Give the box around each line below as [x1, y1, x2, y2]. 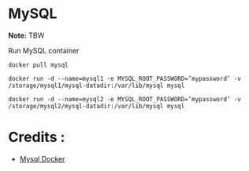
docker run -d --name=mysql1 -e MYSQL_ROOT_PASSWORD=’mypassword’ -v [8, 75, 242, 82]
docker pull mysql [8, 60, 69, 69]
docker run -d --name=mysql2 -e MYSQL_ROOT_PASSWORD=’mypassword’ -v [8, 95, 242, 103]
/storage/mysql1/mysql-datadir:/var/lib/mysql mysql [8, 82, 185, 89]
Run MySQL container [8, 45, 80, 55]
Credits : [8, 129, 65, 146]
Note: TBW [8, 31, 45, 40]
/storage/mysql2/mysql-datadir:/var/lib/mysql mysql [8, 102, 185, 110]
